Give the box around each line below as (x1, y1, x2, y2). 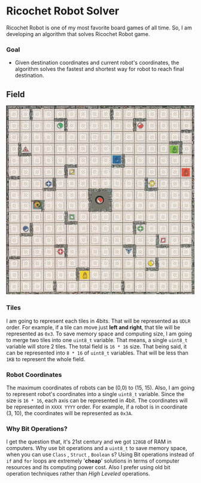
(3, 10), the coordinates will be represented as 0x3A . (6, 410, 133, 417)
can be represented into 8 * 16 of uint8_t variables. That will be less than (6, 349, 188, 356)
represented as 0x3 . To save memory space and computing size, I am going (6, 330, 193, 337)
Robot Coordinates (6, 370, 62, 379)
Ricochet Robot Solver (6, 4, 120, 18)
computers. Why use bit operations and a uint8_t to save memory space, (6, 445, 187, 452)
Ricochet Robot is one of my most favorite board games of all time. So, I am (6, 24, 193, 31)
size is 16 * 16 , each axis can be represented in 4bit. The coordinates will (6, 397, 188, 404)
